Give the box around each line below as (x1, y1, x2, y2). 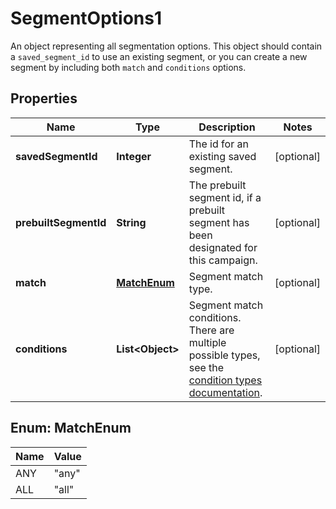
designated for (188, 240, 258, 254)
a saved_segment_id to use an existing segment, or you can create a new (10, 50, 308, 62)
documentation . (188, 385, 263, 399)
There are (188, 323, 235, 337)
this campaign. (188, 253, 258, 267)
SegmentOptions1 (10, 7, 163, 30)
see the (188, 360, 225, 374)
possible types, (188, 348, 261, 362)
